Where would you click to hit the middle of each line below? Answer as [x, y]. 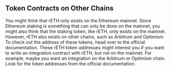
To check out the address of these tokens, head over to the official [75, 42]
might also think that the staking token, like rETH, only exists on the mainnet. [86, 31]
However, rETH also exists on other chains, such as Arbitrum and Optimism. [85, 37]
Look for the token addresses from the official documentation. [70, 63]
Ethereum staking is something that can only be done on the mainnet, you [83, 26]
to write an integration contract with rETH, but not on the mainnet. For [79, 53]
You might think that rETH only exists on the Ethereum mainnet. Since [78, 20]
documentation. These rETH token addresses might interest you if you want [85, 47]
